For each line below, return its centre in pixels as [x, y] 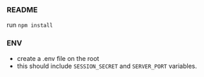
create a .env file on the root [58, 58]
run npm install [30, 25]
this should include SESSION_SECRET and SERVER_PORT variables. [107, 66]
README [22, 10]
